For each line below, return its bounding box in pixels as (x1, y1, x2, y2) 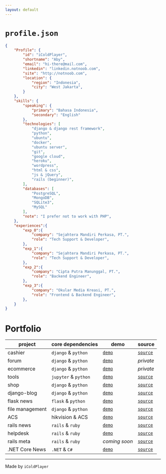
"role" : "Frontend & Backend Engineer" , (31, 292, 116, 297)
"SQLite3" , (31, 200, 54, 205)
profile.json (5, 28, 58, 38)
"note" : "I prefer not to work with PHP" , (23, 214, 112, 219)
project (18, 341, 36, 348)
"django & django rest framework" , (31, 126, 105, 132)
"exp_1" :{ (23, 246, 43, 251)
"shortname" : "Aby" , (23, 57, 65, 62)
